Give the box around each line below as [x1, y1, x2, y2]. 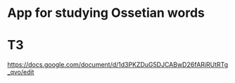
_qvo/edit [7, 68, 34, 77]
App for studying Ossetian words [7, 5, 205, 21]
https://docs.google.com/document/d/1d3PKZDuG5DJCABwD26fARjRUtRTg [7, 60, 229, 69]
